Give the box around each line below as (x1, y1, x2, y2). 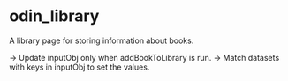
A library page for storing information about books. (9, 35, 194, 46)
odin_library (9, 6, 100, 26)
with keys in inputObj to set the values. (9, 62, 150, 72)
